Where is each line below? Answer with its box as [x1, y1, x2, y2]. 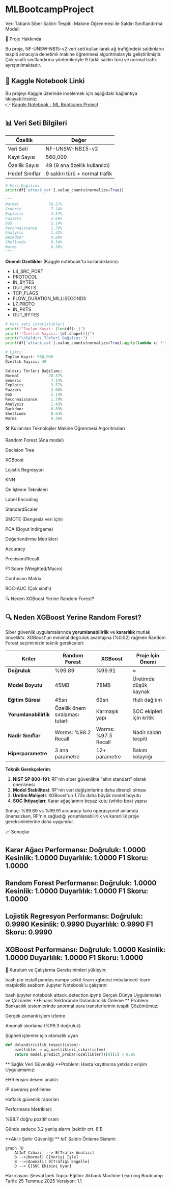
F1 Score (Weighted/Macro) [5, 565, 63, 572]
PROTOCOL [12, 274, 38, 280]
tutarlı [54, 717, 69, 725]
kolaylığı [132, 753, 153, 760]
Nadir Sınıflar [8, 732, 41, 739]
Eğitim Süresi [8, 697, 41, 704]
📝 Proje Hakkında [5, 36, 42, 42]
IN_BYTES [12, 279, 35, 285]
